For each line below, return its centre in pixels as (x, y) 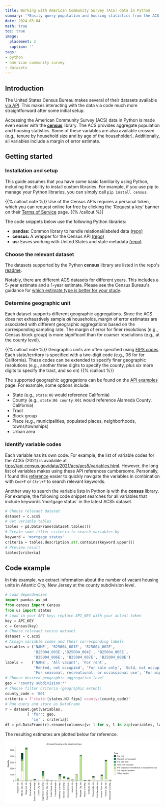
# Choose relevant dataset (33, 511)
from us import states (28, 610)
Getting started (29, 157)
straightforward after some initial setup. (45, 110)
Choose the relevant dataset (40, 254)
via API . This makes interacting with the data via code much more (71, 106)
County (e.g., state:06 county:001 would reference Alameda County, (82, 400)
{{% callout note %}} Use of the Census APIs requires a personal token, (78, 201)
